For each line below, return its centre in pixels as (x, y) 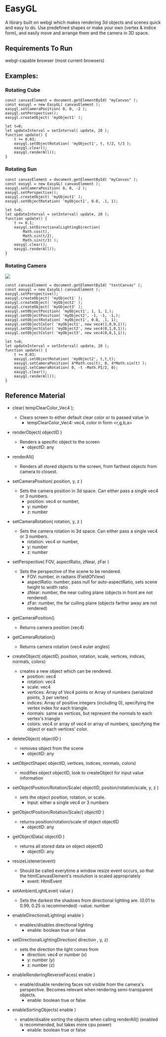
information (31, 778)
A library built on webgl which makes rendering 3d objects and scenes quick (83, 22)
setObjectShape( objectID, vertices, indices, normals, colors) (74, 763)
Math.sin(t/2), (39, 236)
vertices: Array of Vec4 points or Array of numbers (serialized (90, 692)
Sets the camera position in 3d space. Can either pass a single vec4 (89, 491)
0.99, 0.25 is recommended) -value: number (65, 906)
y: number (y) (41, 960)
